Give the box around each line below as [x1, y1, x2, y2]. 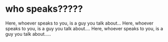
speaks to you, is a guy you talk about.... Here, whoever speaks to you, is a [5, 25, 163, 31]
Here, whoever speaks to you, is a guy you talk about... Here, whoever [5, 20, 154, 26]
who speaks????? [5, 3, 83, 15]
